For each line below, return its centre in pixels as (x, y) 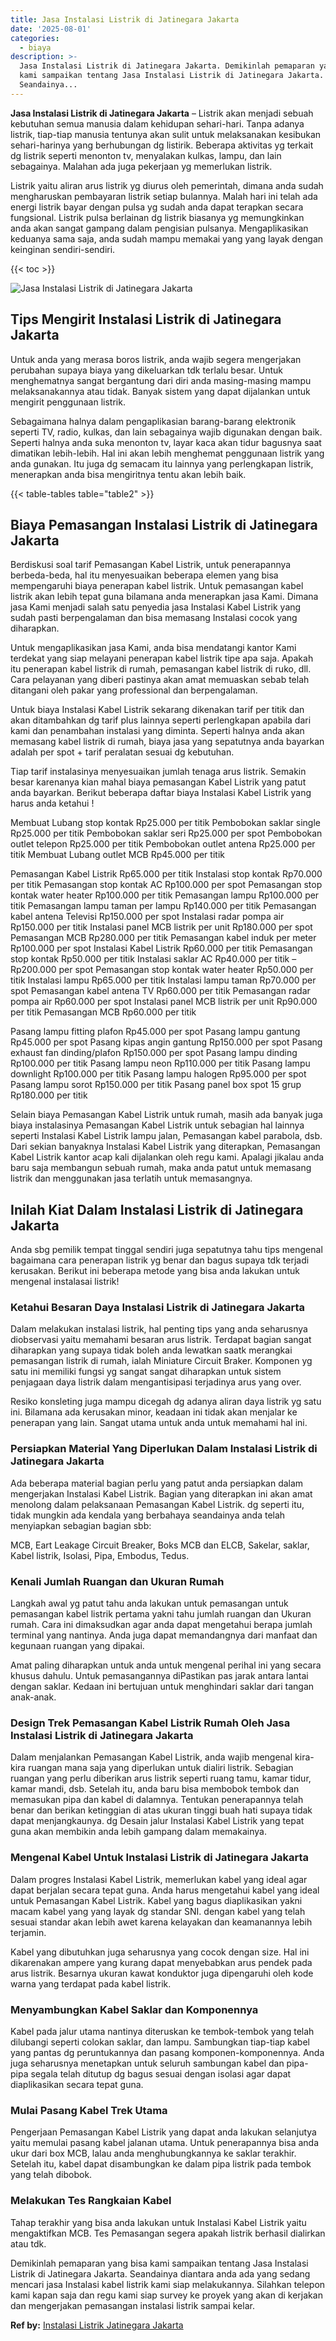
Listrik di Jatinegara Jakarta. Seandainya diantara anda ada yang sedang (160, 2273)
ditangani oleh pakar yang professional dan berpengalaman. (134, 690)
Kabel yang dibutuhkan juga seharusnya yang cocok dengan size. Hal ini (160, 1952)
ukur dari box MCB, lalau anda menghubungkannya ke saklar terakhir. (153, 2153)
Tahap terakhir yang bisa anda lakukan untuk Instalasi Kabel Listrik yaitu (158, 2222)
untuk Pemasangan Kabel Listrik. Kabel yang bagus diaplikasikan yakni (156, 1900)
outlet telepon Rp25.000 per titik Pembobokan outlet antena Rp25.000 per (163, 844)
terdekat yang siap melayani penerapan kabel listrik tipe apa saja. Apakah (162, 658)
